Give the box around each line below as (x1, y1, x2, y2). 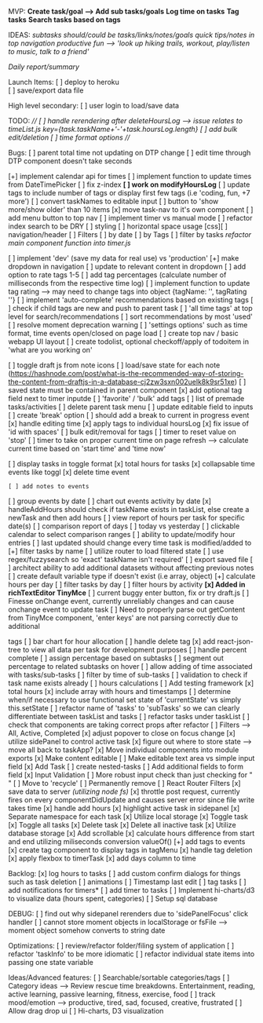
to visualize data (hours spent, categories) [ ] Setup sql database (8, 894, 218, 903)
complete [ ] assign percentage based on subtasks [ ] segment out (8, 653, 224, 663)
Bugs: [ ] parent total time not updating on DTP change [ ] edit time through (8, 148, 251, 157)
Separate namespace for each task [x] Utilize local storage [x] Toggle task (8, 812, 249, 821)
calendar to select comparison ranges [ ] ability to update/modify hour (8, 530, 236, 539)
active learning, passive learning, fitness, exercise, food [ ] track (8, 989, 216, 999)
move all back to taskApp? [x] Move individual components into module (8, 745, 239, 754)
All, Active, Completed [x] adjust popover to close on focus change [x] (8, 729, 236, 737)
